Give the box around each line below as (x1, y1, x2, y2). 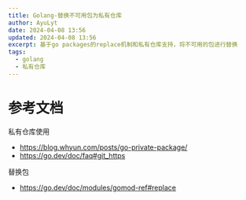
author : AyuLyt (8, 19, 58, 27)
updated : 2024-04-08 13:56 (8, 33, 97, 42)
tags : (8, 48, 26, 56)
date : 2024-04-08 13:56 (8, 26, 86, 34)
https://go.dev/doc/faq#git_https (19, 150, 126, 160)
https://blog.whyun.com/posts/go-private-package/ (19, 143, 188, 152)
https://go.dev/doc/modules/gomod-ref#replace (19, 183, 177, 192)
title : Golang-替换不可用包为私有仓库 (8, 11, 123, 20)
